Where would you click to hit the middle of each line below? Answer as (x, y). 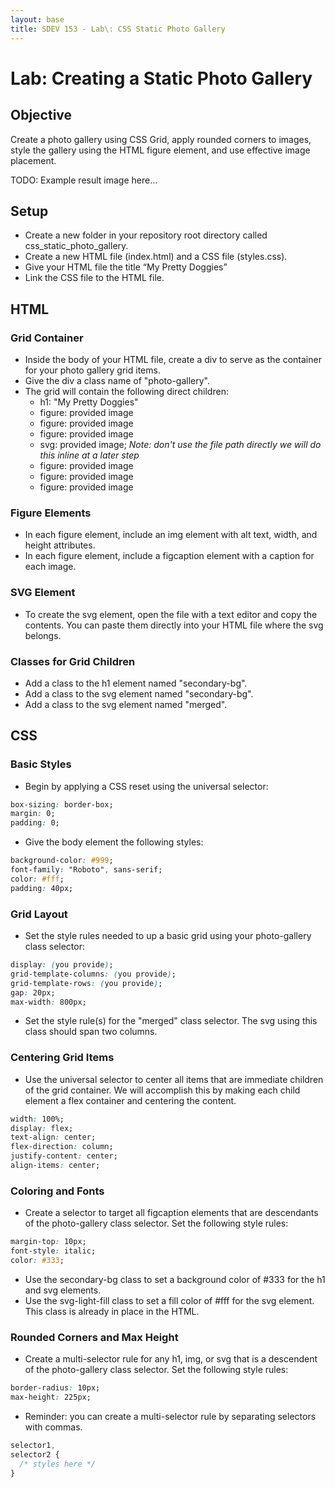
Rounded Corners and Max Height (94, 1337)
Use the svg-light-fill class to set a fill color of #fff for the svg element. (169, 1300)
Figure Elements (51, 513)
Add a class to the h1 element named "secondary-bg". (136, 683)
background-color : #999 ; (62, 861)
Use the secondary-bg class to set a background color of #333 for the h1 (175, 1279)
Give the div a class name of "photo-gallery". (117, 380)
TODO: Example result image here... (84, 180)
